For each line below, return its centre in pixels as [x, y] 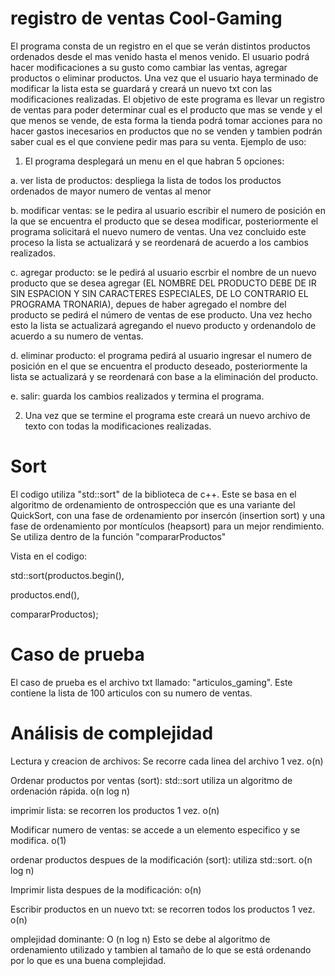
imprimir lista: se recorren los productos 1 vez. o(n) [115, 810]
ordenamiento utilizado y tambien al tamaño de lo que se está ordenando [161, 949]
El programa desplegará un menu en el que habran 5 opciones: [154, 161]
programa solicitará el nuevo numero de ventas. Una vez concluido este [158, 231]
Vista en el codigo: [49, 556]
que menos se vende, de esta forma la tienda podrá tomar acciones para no [166, 120]
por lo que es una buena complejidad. [88, 960]
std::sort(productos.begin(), [67, 575]
